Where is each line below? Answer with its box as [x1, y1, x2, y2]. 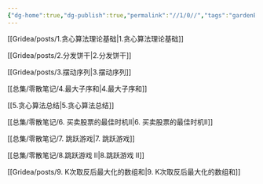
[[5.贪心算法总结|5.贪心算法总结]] [7, 100, 115, 110]
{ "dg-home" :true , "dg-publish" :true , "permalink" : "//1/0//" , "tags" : [7, 11, 229, 20]
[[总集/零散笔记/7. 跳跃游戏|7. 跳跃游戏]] [7, 134, 135, 143]
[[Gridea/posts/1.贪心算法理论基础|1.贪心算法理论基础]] [7, 34, 184, 43]
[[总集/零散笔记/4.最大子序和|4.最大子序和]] [7, 84, 148, 93]
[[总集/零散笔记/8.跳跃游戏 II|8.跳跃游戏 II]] [7, 150, 144, 160]
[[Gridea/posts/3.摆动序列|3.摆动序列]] [7, 67, 132, 77]
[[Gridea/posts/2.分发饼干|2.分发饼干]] [7, 50, 132, 60]
